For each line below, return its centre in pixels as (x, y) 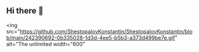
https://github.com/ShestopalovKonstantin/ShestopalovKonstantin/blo (106, 31)
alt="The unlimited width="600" (46, 44)
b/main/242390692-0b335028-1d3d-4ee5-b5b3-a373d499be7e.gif (91, 38)
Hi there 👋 (25, 11)
